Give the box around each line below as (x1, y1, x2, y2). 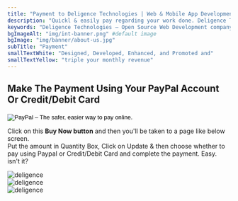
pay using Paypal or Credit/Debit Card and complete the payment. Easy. (7, 149, 217, 158)
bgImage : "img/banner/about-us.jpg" (7, 37, 115, 44)
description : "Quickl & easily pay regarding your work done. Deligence (7, 17, 227, 24)
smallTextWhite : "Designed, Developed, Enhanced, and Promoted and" (7, 50, 214, 57)
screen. (7, 134, 30, 142)
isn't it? (7, 156, 28, 165)
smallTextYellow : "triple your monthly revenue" (7, 57, 154, 64)
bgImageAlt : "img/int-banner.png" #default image (7, 30, 157, 38)
